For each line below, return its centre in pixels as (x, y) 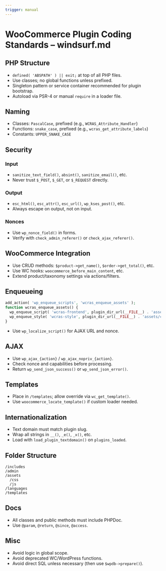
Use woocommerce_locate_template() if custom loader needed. (75, 402)
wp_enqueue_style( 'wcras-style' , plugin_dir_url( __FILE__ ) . (75, 317)
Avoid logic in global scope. (40, 553)
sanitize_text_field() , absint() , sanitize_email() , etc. (70, 175)
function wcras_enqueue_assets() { (42, 308)
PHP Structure (28, 63)
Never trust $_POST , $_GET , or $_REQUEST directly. (60, 180)
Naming (18, 112)
